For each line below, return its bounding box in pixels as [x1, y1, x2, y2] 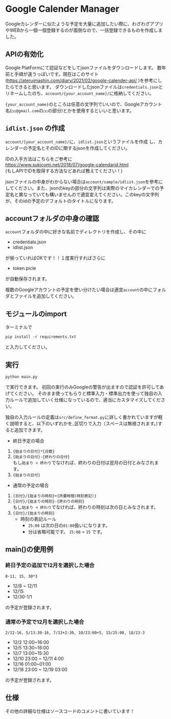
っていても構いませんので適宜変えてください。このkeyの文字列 [27, 191, 159, 197]
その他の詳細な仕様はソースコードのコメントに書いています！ [5, 708, 135, 714]
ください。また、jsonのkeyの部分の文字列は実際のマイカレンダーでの [14, 185, 160, 191]
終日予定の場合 [12, 438, 44, 444]
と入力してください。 [5, 344, 50, 350]
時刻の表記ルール [20, 516, 57, 522]
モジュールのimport [5, 310, 67, 318]
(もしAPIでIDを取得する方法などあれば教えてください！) [5, 168, 123, 174]
